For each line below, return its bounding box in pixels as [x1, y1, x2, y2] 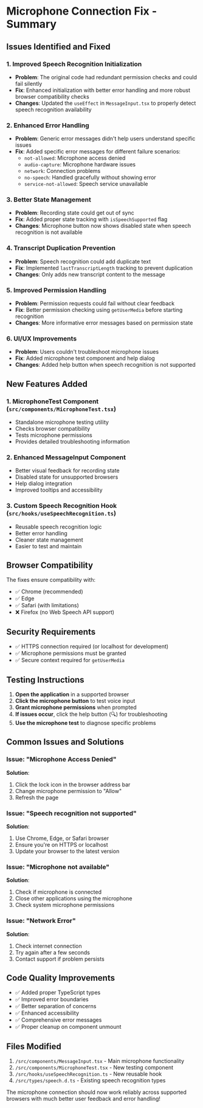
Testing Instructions [6, 674, 84, 685]
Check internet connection [15, 942, 82, 950]
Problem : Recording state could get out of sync [15, 209, 135, 217]
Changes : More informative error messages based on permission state [15, 319, 193, 326]
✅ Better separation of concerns [15, 1003, 97, 1010]
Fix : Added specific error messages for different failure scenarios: [15, 148, 181, 155]
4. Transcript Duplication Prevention [6, 244, 115, 252]
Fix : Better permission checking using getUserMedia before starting [15, 306, 183, 314]
